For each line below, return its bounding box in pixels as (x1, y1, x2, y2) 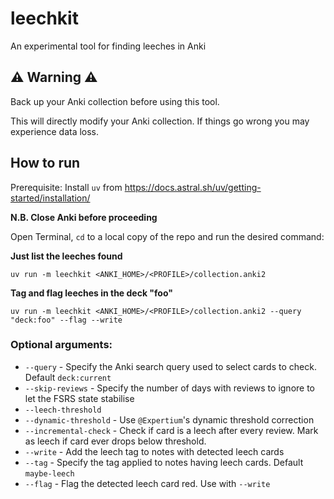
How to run (10, 155, 81, 172)
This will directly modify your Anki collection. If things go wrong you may (10, 115, 310, 127)
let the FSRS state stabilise (24, 392, 135, 404)
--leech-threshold (24, 405, 102, 415)
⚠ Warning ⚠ (10, 69, 98, 86)
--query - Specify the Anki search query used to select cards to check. (24, 360, 317, 372)
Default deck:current (24, 371, 112, 383)
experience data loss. (10, 125, 100, 137)
